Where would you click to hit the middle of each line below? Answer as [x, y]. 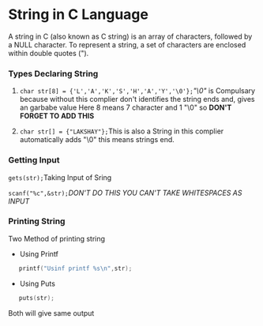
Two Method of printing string [56, 238]
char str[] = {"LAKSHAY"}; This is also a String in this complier [122, 131]
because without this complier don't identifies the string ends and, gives [137, 99]
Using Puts [37, 283]
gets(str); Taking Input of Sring [60, 177]
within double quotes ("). [49, 53]
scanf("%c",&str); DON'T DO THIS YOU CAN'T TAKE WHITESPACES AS [125, 193]
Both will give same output [51, 313]
